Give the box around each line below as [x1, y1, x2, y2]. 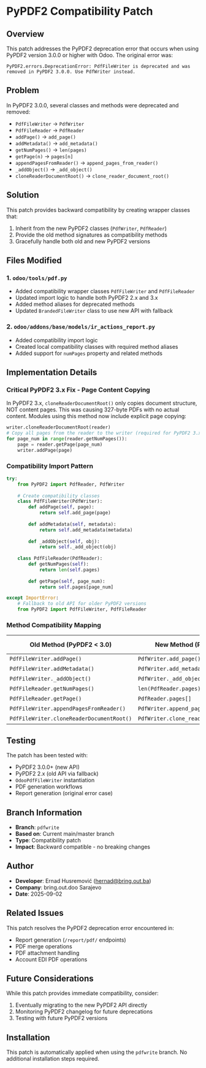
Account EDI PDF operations [15, 955, 88, 963]
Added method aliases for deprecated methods [15, 300, 135, 308]
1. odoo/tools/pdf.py [6, 273, 67, 282]
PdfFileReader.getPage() [9, 695, 82, 703]
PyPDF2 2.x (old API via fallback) [15, 770, 99, 777]
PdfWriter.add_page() [137, 655, 201, 663]
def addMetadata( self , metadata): [28, 521, 116, 527]
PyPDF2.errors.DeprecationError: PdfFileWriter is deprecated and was [6, 63, 191, 69]
